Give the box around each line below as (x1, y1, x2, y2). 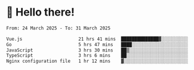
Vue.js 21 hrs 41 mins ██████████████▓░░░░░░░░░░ (6, 36, 188, 42)
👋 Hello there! (6, 5, 75, 19)
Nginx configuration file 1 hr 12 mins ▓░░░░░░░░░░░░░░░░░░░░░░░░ (6, 58, 188, 65)
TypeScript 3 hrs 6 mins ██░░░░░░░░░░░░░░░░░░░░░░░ (6, 53, 188, 59)
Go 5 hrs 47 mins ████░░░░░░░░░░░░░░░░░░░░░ (6, 41, 188, 47)
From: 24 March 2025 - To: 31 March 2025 (6, 25, 111, 31)
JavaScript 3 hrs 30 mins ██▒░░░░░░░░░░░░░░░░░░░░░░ (6, 47, 188, 53)
